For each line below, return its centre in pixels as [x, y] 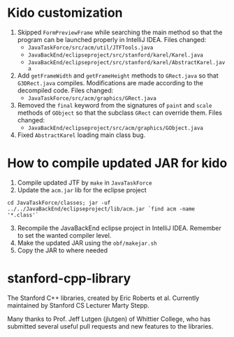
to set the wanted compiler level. [64, 235]
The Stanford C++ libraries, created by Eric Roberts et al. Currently [103, 298]
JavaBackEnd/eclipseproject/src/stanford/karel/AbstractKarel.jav [126, 62]
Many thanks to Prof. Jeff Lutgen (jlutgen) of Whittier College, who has [109, 319]
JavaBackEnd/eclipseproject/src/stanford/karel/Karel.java [116, 55]
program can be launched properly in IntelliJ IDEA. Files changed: [112, 39]
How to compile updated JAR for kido [117, 163]
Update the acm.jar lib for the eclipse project [82, 189]
